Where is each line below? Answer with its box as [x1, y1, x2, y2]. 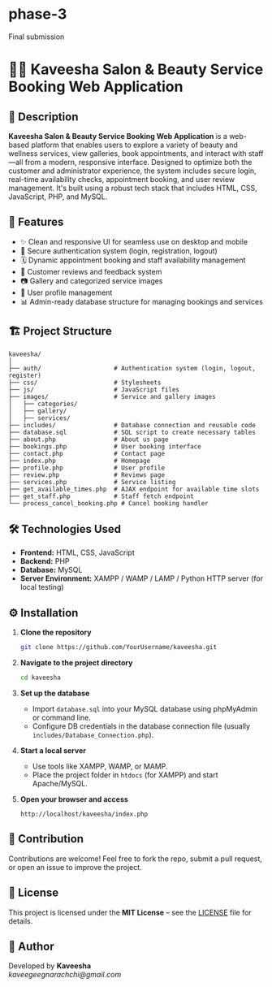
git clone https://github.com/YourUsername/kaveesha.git [19, 643, 218, 652]
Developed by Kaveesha [8, 961, 92, 971]
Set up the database [19, 688, 90, 698]
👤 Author [8, 939, 54, 953]
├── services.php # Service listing [8, 478, 176, 486]
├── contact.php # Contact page [8, 449, 165, 457]
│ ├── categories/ [8, 400, 79, 408]
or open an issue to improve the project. [8, 862, 142, 872]
